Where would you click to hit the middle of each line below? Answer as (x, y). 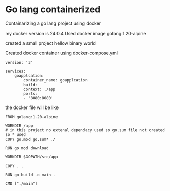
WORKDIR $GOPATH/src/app (32, 157)
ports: (31, 93)
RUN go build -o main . (31, 175)
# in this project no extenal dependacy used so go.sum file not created (85, 130)
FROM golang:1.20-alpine (32, 117)
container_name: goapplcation (55, 80)
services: (16, 71)
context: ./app (40, 89)
